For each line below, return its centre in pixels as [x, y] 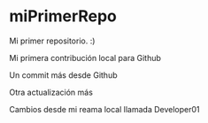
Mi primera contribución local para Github [85, 58]
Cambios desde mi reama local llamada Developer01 [104, 109]
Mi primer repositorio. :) [52, 41]
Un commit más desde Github [63, 75]
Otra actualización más [51, 92]
